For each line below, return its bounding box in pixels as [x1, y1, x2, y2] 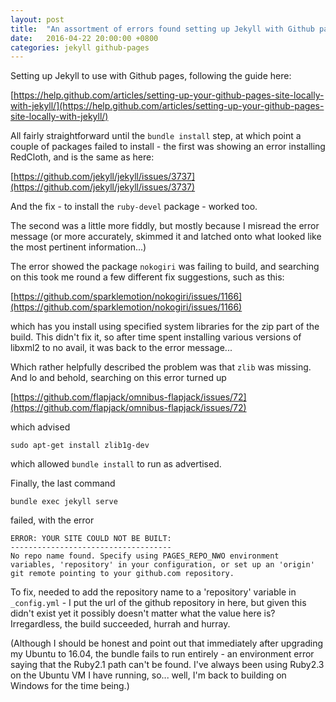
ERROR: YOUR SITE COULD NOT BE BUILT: [10, 534, 172, 544]
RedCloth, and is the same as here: [10, 151, 155, 163]
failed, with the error [10, 514, 95, 526]
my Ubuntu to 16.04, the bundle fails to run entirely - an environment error [10, 648, 315, 660]
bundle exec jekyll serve [10, 497, 118, 507]
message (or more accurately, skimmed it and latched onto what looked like [10, 231, 322, 243]
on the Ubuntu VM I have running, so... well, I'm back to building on [10, 669, 287, 681]
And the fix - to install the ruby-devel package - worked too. [10, 201, 258, 213]
